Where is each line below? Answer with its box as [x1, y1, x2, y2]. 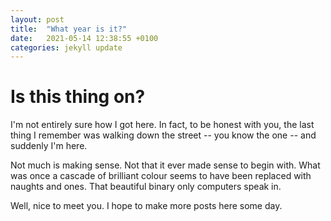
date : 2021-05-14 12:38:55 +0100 [10, 33, 159, 43]
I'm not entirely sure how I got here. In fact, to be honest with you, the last [10, 119, 315, 131]
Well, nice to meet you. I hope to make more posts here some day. [10, 200, 283, 212]
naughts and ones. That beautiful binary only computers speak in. [10, 181, 282, 193]
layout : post [10, 14, 65, 25]
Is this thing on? [10, 86, 146, 108]
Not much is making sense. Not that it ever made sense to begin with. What [10, 159, 321, 171]
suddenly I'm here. [10, 140, 88, 152]
